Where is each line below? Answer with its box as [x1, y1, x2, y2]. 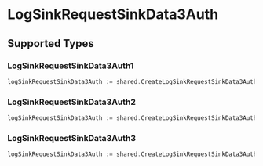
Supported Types [7, 37, 95, 50]
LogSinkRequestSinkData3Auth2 [7, 96, 137, 107]
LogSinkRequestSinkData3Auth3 [7, 132, 137, 143]
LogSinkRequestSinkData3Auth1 [7, 60, 134, 71]
